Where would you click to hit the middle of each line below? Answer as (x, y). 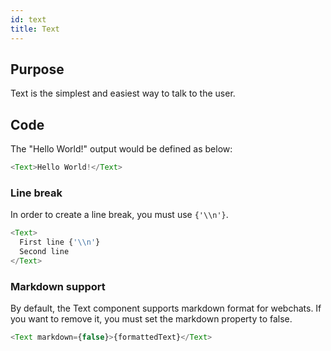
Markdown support (58, 286)
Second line (44, 252)
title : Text (35, 29)
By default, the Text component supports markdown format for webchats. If (166, 308)
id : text (28, 19)
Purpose (37, 69)
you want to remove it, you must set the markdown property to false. (151, 319)
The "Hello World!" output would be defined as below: (121, 149)
